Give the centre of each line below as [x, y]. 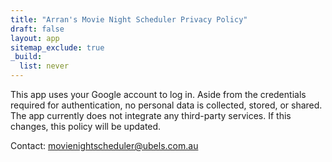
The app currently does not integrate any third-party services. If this [151, 115]
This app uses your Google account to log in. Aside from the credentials [158, 94]
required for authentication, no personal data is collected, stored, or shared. [166, 105]
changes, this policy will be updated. [86, 126]
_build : [26, 57]
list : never [44, 66]
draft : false [37, 29]
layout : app [35, 38]
